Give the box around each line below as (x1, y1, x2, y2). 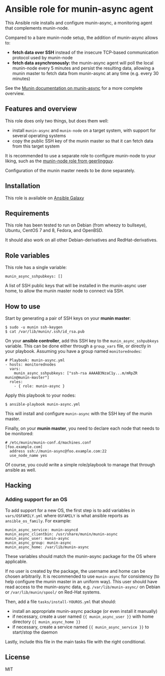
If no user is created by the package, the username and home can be (5, 568, 145, 574)
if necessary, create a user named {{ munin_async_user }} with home (12, 613, 154, 619)
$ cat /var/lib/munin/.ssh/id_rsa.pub (5, 329, 85, 334)
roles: (9, 379, 23, 384)
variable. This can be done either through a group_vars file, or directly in (5, 343, 151, 349)
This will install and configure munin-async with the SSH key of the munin (5, 411, 153, 416)
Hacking (5, 481, 32, 489)
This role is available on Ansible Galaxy (5, 195, 85, 201)
